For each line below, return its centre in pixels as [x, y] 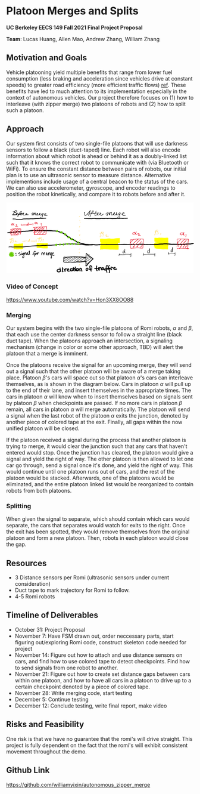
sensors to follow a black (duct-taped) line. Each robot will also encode [93, 150]
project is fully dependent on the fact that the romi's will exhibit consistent [97, 745]
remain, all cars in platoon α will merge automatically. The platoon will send [98, 409]
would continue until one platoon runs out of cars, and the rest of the [90, 471]
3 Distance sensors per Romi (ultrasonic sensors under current [92, 577]
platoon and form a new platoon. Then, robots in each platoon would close [97, 538]
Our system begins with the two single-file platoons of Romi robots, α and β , [100, 328]
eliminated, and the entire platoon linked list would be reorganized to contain [100, 484]
